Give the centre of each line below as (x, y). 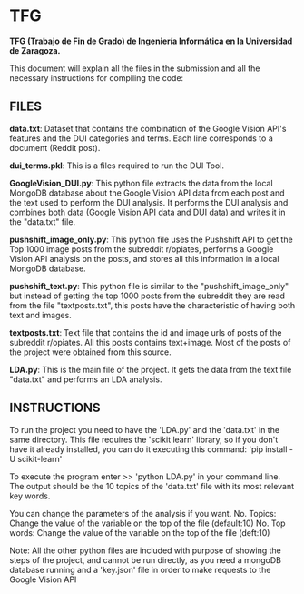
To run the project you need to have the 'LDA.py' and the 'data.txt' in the (144, 429)
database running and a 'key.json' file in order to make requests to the (140, 569)
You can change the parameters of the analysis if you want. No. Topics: (143, 513)
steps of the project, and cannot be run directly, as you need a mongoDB (145, 559)
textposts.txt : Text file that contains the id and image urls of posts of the (146, 332)
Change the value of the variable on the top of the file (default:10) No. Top (147, 523)
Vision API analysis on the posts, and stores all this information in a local (144, 258)
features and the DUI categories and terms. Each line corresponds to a (142, 138)
